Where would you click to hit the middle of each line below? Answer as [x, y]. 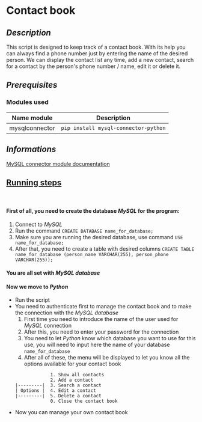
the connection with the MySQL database [66, 313]
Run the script [32, 300]
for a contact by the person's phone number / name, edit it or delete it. [93, 66]
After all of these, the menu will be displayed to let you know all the [107, 358]
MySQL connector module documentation [58, 164]
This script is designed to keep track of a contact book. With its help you [96, 47]
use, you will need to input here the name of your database [97, 345]
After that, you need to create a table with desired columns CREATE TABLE [105, 249]
